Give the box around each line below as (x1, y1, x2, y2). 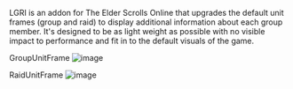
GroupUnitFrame (9, 53, 70, 63)
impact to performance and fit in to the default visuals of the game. (9, 35, 255, 46)
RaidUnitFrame (9, 70, 64, 80)
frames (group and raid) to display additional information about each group (9, 17, 283, 27)
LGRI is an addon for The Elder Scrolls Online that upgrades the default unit (9, 8, 284, 18)
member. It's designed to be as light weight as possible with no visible (9, 26, 265, 36)
